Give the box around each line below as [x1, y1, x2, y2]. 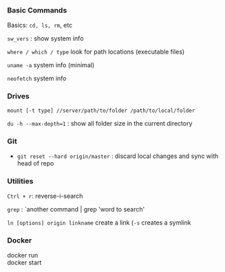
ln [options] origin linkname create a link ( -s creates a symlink [7, 218, 191, 227]
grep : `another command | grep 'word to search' [7, 205, 145, 214]
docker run [7, 251, 39, 260]
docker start [7, 258, 42, 267]
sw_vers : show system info [7, 34, 84, 43]
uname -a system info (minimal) [7, 61, 95, 69]
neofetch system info [7, 74, 67, 82]
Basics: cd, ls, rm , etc [7, 21, 73, 30]
